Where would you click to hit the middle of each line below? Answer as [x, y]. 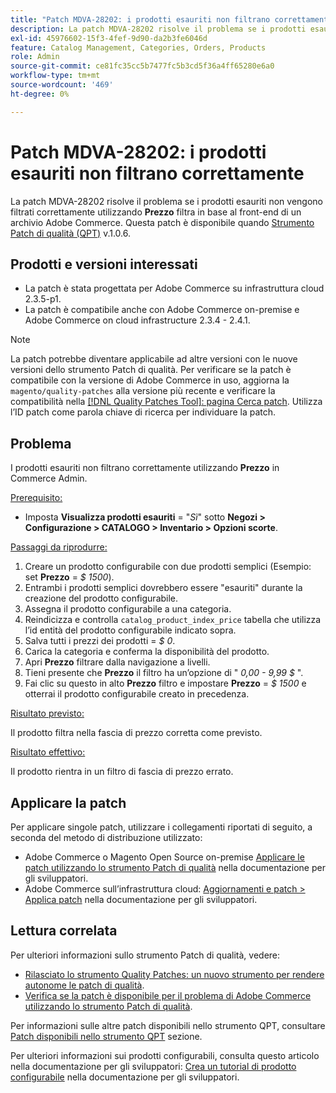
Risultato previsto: [47, 713]
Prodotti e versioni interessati [104, 264]
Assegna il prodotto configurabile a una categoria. [128, 609]
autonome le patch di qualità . [84, 985]
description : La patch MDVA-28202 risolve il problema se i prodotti [158, 29]
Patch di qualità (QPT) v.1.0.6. [70, 233]
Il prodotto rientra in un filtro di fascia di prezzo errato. [122, 772]
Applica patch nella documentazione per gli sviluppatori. [141, 899]
